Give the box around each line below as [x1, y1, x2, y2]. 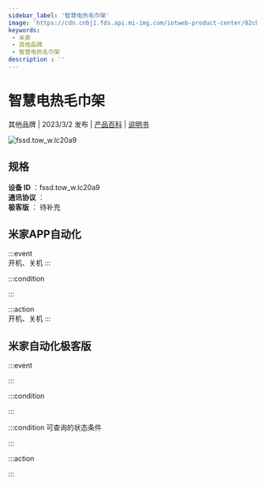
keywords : [8, 26, 41, 34]
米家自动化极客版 [8, 339, 91, 353]
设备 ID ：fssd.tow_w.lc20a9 [8, 182, 100, 192]
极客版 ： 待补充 [8, 202, 61, 211]
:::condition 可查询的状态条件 [8, 423, 103, 432]
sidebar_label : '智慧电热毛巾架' [8, 11, 110, 20]
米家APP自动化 [8, 228, 81, 241]
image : [8, 19, 30, 27]
